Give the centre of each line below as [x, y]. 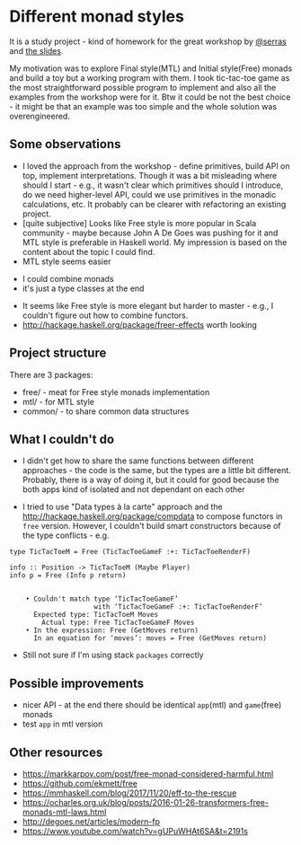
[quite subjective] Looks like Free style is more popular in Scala [139, 223]
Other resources [56, 752]
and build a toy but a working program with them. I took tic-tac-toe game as [150, 77]
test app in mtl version [62, 724]
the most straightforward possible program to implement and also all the [143, 87]
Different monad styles [97, 17]
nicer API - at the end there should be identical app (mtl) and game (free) [152, 705]
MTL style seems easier [66, 261]
